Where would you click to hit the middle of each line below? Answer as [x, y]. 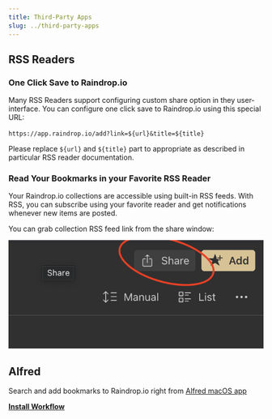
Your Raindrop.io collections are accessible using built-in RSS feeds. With [131, 196]
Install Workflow [36, 407]
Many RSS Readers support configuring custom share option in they [122, 100]
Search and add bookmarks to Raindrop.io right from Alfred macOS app [127, 391]
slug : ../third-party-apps [54, 26]
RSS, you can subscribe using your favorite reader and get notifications [127, 205]
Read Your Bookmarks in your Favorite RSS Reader [110, 178]
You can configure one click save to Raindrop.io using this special [151, 109]
